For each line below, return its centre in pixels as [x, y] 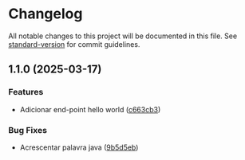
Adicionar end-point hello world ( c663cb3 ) [90, 109]
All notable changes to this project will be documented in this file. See [123, 36]
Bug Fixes [28, 130]
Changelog [45, 14]
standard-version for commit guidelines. [74, 44]
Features [26, 92]
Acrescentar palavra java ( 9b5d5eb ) [79, 147]
